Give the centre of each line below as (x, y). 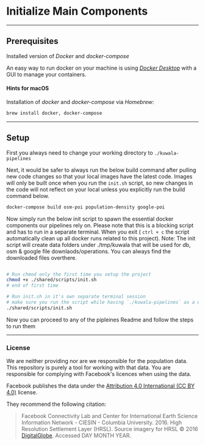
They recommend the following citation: (56, 404)
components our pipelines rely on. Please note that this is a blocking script (100, 225)
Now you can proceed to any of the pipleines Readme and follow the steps (100, 320)
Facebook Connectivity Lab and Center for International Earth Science (110, 416)
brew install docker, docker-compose (54, 113)
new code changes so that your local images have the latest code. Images (99, 176)
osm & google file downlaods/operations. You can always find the (88, 251)
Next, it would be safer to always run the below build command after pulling (101, 170)
